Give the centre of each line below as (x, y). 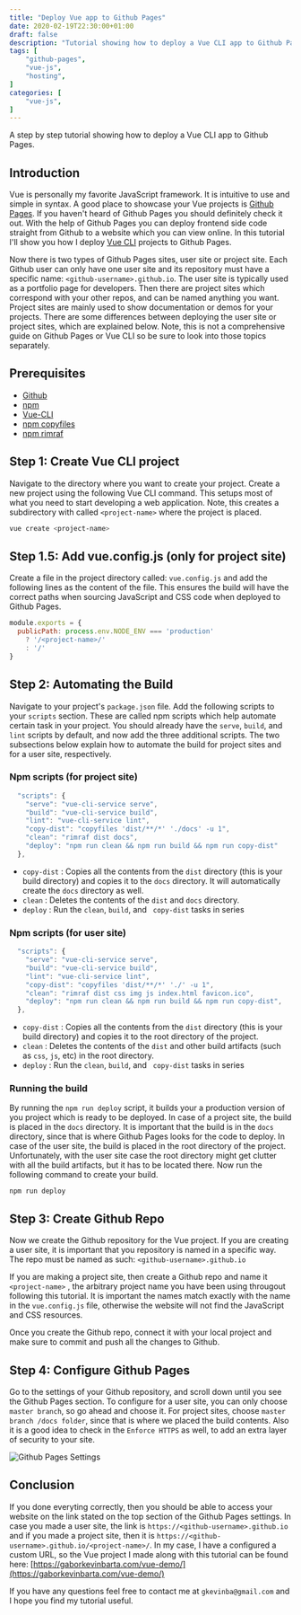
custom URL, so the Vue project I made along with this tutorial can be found (149, 1554)
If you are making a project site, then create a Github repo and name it (138, 1277)
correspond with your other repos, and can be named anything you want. (144, 298)
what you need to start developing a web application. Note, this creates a (144, 502)
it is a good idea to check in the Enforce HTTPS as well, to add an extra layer (148, 1430)
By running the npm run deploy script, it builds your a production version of (147, 1108)
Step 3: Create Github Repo (87, 1218)
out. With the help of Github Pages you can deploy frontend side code (138, 223)
